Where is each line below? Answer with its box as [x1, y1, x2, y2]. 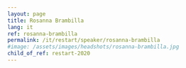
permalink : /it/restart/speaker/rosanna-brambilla [7, 37, 160, 44]
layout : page [7, 10, 46, 18]
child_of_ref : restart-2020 [7, 50, 91, 57]
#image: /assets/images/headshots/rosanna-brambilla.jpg [7, 43, 180, 50]
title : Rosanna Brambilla [7, 17, 84, 24]
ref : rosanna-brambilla [7, 30, 78, 38]
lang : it [7, 23, 33, 30]
